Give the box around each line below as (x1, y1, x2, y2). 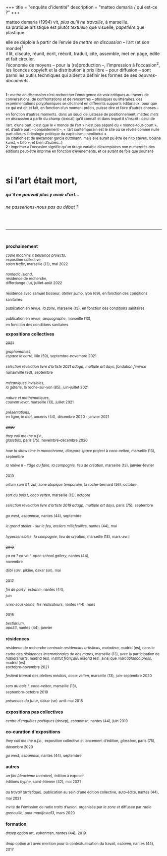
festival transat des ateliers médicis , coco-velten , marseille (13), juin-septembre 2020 (5, 673, 152, 678)
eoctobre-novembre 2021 (5, 664, 49, 670)
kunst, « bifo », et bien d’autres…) (5, 140, 63, 145)
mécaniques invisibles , (5, 380, 45, 386)
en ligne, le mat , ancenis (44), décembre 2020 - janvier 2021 (5, 414, 110, 419)
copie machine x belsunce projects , (5, 253, 66, 258)
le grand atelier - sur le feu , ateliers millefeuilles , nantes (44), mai (5, 524, 117, 529)
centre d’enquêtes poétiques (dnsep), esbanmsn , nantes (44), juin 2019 (5, 718, 128, 723)
